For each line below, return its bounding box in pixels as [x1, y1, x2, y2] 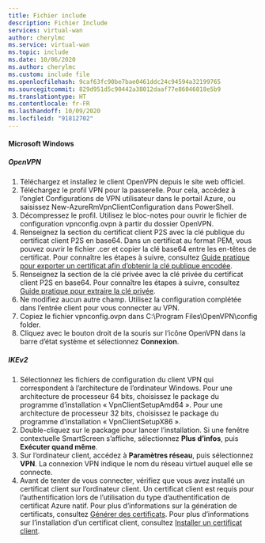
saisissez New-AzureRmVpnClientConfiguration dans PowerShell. [19, 203, 234, 212]
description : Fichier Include [8, 19, 108, 27]
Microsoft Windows [8, 139, 74, 149]
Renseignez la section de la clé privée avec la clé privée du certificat [19, 270, 244, 279]
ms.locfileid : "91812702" [8, 115, 93, 123]
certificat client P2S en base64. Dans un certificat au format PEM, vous [19, 236, 252, 245]
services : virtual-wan [8, 26, 83, 34]
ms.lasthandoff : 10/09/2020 [8, 108, 101, 116]
